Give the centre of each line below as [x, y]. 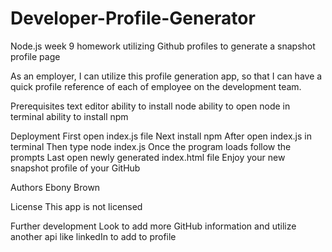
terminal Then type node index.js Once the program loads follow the [151, 146]
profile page [35, 56]
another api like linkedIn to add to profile [93, 236]
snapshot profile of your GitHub [75, 168]
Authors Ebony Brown [55, 187]
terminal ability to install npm [69, 116]
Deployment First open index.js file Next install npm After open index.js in [161, 136]
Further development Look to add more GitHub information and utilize [153, 226]
